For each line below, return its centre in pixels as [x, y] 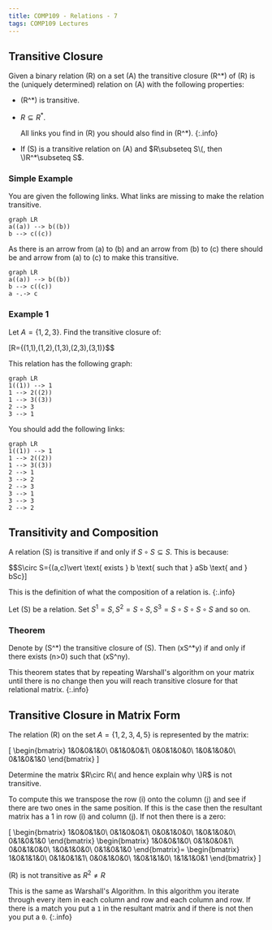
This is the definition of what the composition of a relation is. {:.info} [122, 592]
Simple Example [41, 178]
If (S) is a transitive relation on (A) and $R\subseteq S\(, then [121, 149]
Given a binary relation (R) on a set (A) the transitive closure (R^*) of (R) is [132, 76]
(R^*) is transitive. [50, 100]
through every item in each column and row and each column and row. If [130, 899]
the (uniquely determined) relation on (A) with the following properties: [127, 84]
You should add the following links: [67, 429]
